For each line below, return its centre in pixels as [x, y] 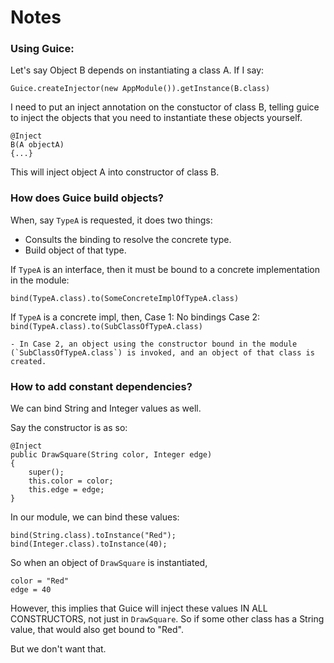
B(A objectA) [37, 145]
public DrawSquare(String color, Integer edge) [111, 455]
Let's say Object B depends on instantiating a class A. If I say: [137, 70]
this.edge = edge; [66, 490]
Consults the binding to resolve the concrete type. [128, 239]
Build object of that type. [75, 250]
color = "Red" [40, 581]
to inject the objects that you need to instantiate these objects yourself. [156, 118]
